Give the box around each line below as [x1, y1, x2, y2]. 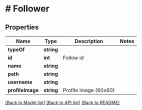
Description [74, 38, 103, 44]
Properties [5, 23, 39, 31]
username [7, 78, 32, 85]
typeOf [7, 46, 25, 53]
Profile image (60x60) [62, 87, 115, 93]
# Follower [5, 3, 50, 14]
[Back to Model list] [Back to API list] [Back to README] [5, 99, 120, 105]
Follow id [62, 54, 84, 61]
